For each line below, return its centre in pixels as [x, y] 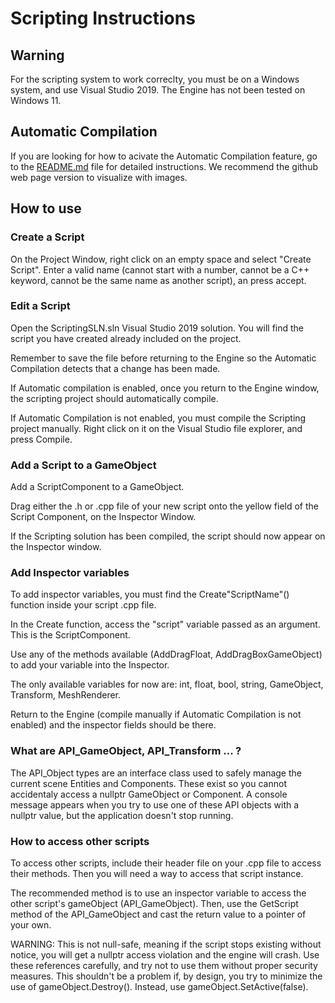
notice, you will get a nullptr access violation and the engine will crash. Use [165, 954]
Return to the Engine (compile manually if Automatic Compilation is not [156, 714]
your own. [31, 924]
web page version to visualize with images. [99, 177]
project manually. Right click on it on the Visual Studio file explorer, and [156, 428]
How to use [46, 208]
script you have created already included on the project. [126, 338]
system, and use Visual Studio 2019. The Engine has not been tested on [158, 90]
